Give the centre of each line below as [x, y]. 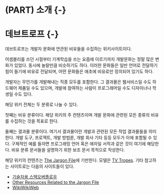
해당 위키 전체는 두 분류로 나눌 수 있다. [42, 105]
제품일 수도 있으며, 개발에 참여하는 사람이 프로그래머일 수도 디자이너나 [85, 88]
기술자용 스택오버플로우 [35, 177]
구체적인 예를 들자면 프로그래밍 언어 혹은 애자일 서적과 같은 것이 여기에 [79, 144]
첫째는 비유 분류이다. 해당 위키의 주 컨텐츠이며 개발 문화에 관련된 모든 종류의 [78, 115]
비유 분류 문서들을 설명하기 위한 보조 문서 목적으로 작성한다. [68, 150]
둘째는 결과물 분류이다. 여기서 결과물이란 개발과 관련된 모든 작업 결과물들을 [76, 132]
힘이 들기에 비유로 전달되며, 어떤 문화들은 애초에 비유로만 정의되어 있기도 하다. [80, 72]
